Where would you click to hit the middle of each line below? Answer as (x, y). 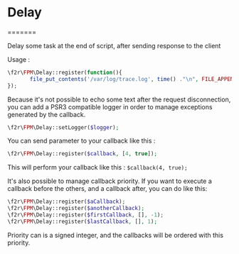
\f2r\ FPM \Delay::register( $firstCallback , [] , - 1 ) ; (85, 215)
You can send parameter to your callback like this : (81, 141)
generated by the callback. (47, 114)
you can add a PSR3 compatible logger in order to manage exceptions (110, 106)
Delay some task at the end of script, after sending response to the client (114, 45)
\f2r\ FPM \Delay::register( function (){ (65, 72)
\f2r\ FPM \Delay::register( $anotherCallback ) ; (76, 209)
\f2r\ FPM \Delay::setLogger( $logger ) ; (63, 127)
